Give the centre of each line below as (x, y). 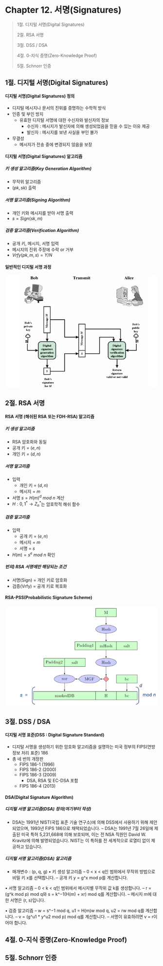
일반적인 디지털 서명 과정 (28, 267)
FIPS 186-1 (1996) (37, 764)
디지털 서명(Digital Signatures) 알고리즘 (44, 156)
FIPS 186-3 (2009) (38, 774)
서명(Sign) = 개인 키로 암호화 (40, 580)
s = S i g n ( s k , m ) (27, 219)
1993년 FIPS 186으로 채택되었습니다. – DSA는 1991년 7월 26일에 (92, 828)
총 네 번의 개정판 (28, 759)
